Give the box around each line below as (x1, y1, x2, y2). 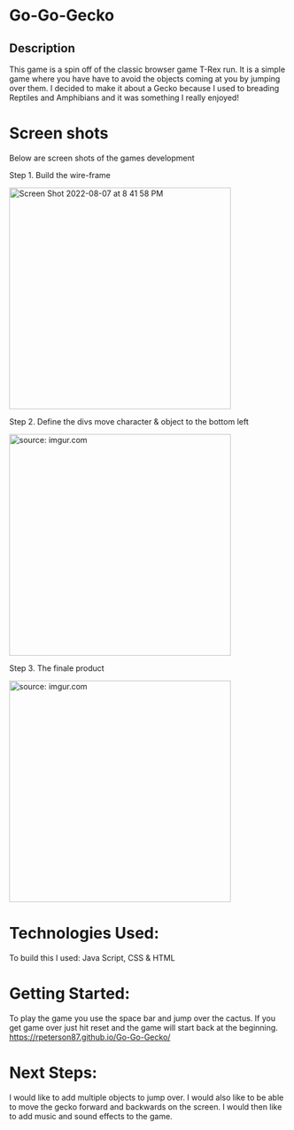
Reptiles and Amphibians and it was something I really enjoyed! (9, 92, 239, 103)
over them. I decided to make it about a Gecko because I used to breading (9, 83, 280, 93)
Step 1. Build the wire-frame (9, 169, 111, 180)
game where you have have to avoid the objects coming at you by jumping (9, 74, 281, 84)
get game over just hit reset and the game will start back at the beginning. (9, 1022, 279, 1033)
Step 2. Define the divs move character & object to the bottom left (9, 416, 250, 426)
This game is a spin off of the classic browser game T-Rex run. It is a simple (9, 64, 286, 74)
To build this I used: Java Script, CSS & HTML (9, 952, 175, 962)
